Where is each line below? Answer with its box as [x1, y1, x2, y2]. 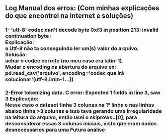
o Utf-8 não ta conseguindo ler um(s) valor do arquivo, [5, 45, 139, 52]
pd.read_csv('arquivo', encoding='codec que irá [5, 70, 124, 77]
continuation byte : [5, 33, 52, 40]
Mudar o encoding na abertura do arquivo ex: [5, 64, 117, 71]
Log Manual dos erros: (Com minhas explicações [5, 4, 160, 12]
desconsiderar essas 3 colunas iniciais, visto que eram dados [5, 120, 157, 127]
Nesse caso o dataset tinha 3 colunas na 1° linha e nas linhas [5, 101, 155, 108]
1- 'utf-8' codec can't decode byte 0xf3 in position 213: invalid [5, 27, 159, 34]
